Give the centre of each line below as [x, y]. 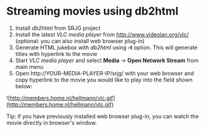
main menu [29, 67]
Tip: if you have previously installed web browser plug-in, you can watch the [102, 116]
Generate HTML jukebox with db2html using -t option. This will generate [106, 47]
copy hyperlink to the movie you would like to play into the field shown [104, 80]
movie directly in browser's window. [52, 122]
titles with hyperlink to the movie [56, 54]
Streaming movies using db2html [92, 11]
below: [24, 86]
